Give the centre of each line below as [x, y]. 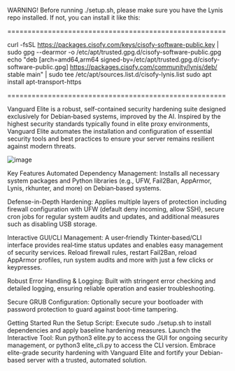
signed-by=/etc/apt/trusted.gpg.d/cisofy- [160, 59]
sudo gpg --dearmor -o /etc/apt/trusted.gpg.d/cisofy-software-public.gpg [114, 52]
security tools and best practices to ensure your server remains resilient [111, 139]
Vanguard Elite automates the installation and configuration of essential [110, 131]
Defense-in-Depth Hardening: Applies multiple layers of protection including [117, 202]
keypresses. [25, 267]
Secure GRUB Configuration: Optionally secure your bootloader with [105, 302]
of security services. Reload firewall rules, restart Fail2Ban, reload [102, 252]
